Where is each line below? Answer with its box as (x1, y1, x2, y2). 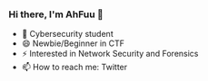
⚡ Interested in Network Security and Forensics (21, 49, 199, 59)
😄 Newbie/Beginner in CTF (21, 38, 124, 49)
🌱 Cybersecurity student (21, 29, 114, 40)
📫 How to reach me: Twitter (21, 62, 128, 73)
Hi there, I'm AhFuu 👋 (8, 8, 104, 21)
